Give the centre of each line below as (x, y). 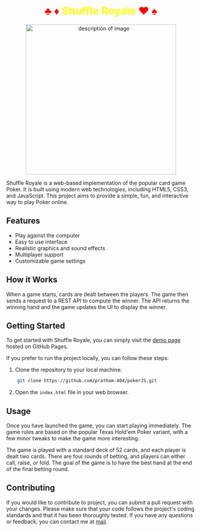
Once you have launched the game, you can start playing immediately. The (99, 426)
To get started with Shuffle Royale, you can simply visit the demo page (94, 340)
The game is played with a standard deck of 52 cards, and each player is (96, 450)
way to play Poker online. (38, 202)
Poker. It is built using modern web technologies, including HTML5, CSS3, (97, 189)
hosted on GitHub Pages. (37, 347)
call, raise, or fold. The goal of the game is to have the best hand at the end (99, 463)
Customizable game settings (50, 261)
